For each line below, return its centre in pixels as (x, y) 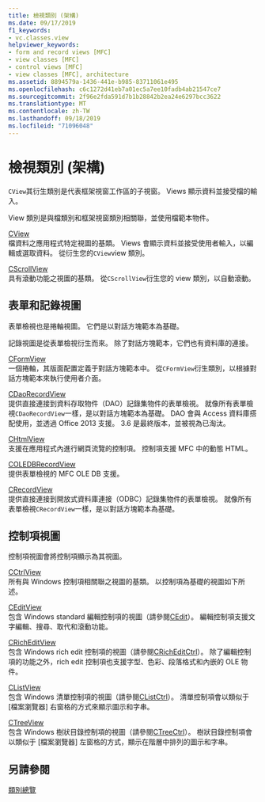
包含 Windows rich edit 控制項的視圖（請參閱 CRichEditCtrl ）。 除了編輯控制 (130, 652)
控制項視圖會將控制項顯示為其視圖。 (67, 557)
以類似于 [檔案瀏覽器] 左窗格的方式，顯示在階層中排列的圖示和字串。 (120, 742)
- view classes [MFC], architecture (68, 74)
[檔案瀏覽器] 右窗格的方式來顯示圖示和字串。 (81, 707)
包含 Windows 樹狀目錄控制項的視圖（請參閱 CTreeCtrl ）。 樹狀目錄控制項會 (131, 732)
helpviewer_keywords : (44, 45)
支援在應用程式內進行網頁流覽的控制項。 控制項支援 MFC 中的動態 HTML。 (130, 448)
